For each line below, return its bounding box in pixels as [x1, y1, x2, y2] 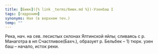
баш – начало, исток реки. [5, 43, 59, 49]
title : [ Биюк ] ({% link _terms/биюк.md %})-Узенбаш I [5, 7, 114, 12]
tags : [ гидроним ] [5, 11, 40, 16]
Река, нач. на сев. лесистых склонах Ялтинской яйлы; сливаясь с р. [5, 33, 146, 39]
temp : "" [5, 20, 23, 25]
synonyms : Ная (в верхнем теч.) [5, 16, 70, 21]
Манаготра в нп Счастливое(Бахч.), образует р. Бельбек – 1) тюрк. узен [5, 39, 153, 44]
